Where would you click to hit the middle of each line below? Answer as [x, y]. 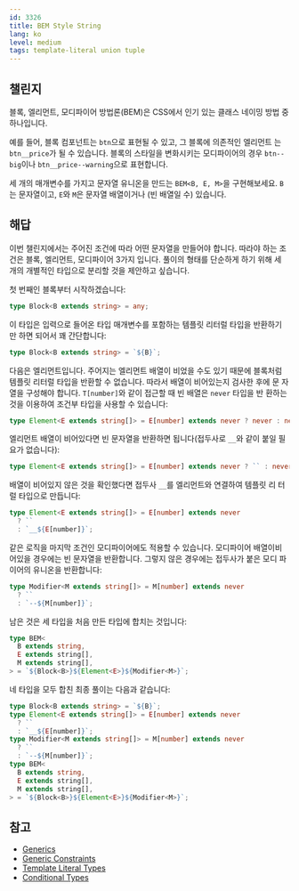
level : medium [36, 42]
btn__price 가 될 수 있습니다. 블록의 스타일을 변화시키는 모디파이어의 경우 [136, 153]
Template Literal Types [64, 868]
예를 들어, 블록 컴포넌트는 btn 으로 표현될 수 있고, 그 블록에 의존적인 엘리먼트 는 [145, 142]
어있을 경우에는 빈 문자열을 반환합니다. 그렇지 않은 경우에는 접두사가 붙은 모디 [143, 558]
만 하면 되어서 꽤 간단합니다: [58, 336]
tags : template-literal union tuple [77, 51]
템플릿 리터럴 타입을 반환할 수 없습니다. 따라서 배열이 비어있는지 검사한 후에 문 [145, 381]
